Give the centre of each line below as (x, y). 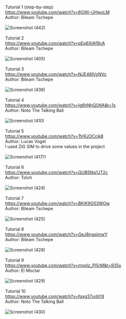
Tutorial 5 (15, 131)
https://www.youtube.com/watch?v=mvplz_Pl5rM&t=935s (63, 265)
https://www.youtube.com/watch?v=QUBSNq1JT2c (56, 172)
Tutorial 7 (15, 198)
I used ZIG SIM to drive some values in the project (55, 146)
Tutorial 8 (15, 229)
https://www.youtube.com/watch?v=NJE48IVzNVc (56, 74)
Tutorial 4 (15, 100)
